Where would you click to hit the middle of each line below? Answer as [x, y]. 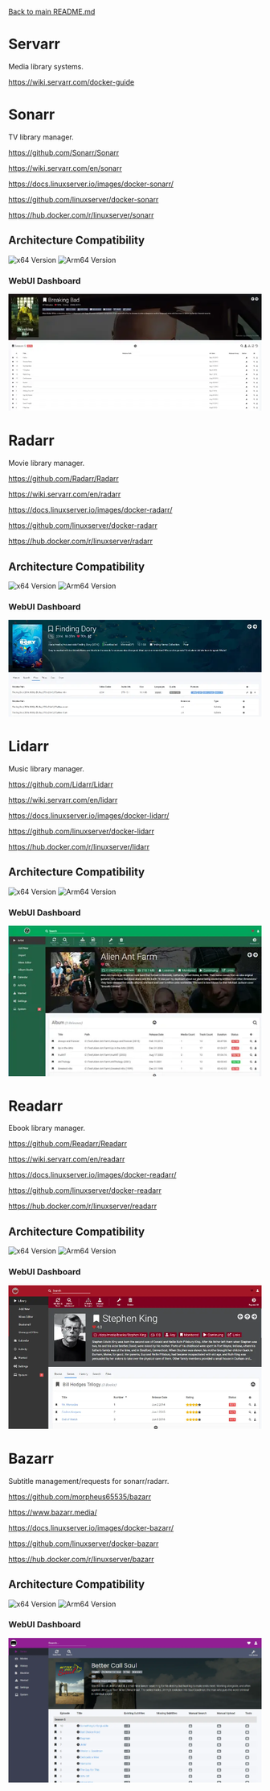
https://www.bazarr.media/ [53, 1512]
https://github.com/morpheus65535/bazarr [80, 1496]
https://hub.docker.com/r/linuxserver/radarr [81, 541]
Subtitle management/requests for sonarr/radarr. [89, 1481]
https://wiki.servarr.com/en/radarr [65, 494]
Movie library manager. [47, 463]
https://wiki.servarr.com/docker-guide [72, 82]
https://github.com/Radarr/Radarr [63, 479]
